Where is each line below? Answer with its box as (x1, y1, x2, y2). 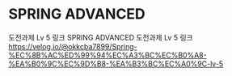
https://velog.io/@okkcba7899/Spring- (8, 41, 137, 51)
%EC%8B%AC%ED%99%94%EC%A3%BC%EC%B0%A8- (8, 50, 208, 60)
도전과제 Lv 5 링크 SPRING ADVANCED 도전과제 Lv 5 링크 (8, 32, 193, 42)
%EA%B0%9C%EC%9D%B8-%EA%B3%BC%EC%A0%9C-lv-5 (8, 58, 224, 69)
